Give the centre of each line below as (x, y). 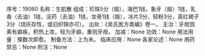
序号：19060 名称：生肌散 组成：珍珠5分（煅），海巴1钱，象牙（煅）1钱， (99, 9)
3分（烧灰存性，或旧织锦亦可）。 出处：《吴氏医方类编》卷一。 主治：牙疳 (98, 24)
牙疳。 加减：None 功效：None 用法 (143, 32)
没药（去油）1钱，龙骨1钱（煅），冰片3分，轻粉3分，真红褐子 (122, 16)
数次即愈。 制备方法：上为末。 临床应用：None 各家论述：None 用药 (109, 39)
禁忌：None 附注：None (37, 47)
